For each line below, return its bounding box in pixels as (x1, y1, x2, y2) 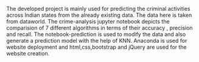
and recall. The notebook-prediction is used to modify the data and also (6, 31, 186, 38)
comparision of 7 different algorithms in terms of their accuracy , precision (6, 24, 193, 31)
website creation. (6, 50, 50, 57)
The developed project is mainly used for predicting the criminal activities (6, 5, 190, 12)
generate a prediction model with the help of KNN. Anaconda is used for (6, 37, 187, 44)
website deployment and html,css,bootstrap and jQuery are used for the (6, 43, 187, 51)
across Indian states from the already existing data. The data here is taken (6, 11, 192, 19)
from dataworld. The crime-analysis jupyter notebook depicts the (6, 18, 170, 25)
